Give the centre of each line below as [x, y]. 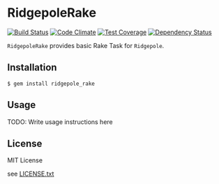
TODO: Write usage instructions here [60, 122]
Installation [32, 68]
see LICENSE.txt [31, 174]
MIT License [25, 160]
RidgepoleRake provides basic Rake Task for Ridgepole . [86, 45]
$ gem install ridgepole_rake [51, 84]
